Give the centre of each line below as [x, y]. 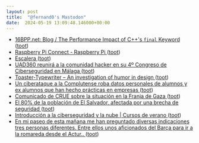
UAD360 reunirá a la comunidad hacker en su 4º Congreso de [91, 65]
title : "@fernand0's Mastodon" [46, 17]
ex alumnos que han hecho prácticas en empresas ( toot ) [84, 90]
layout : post [22, 12]
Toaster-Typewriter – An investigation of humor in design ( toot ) [92, 77]
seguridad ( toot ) [34, 109]
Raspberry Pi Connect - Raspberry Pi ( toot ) [67, 52]
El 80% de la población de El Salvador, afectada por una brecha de [97, 103]
